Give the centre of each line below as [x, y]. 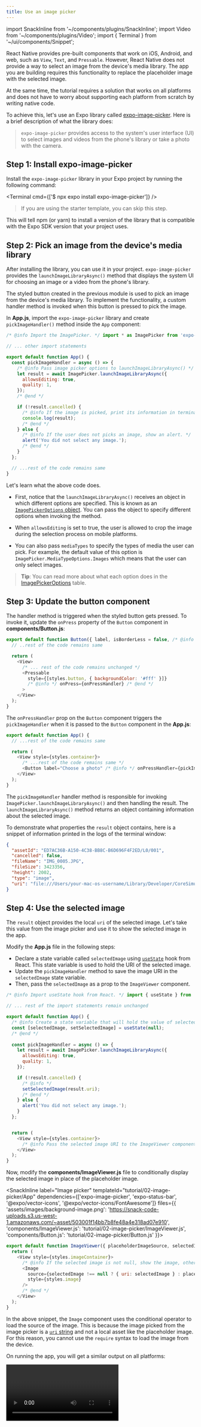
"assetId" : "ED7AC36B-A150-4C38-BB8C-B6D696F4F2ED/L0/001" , [88, 850]
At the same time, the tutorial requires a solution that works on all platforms [99, 90]
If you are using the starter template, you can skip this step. [94, 208]
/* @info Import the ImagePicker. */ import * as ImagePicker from [92, 336]
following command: [31, 185]
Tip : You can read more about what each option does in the [94, 576]
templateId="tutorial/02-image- [132, 1190]
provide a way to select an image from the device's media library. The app [98, 66]
